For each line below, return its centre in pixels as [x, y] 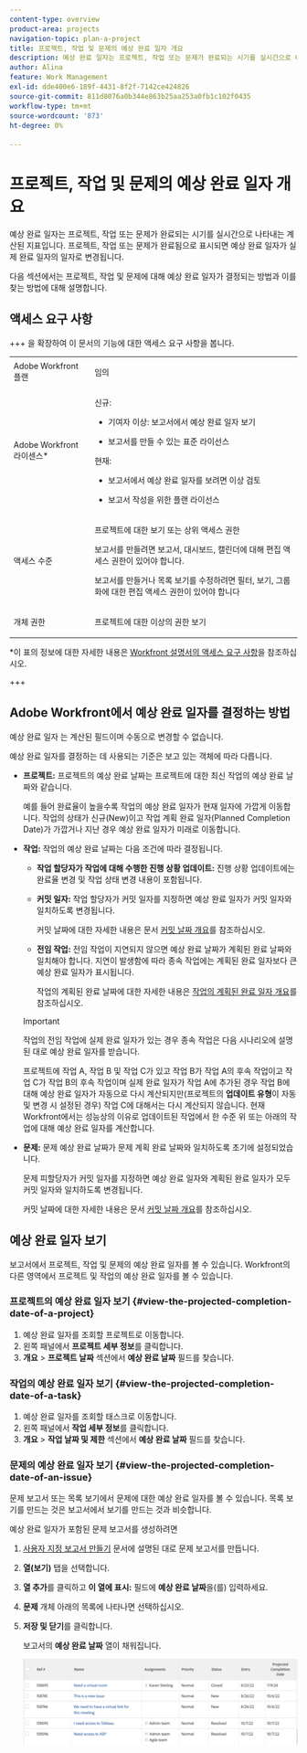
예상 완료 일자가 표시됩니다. [85, 972]
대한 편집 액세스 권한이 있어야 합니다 [175, 592]
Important [41, 1021]
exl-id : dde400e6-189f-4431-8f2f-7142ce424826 [100, 87]
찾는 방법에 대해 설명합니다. [58, 288]
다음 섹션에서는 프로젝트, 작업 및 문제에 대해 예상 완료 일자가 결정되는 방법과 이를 [153, 276]
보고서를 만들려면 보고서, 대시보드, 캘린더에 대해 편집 [188, 549]
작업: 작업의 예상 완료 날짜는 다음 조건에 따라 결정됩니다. [123, 848]
